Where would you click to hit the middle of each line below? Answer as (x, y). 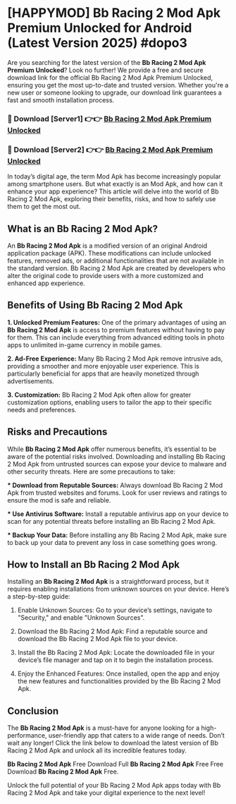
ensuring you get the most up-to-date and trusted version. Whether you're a (118, 85)
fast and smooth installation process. (61, 100)
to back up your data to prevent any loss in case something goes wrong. (112, 542)
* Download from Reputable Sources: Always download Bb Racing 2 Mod (115, 485)
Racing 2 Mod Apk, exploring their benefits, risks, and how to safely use (112, 199)
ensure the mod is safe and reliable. (59, 500)
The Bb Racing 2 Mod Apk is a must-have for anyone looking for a (104, 728)
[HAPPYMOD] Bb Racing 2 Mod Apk (114, 13)
